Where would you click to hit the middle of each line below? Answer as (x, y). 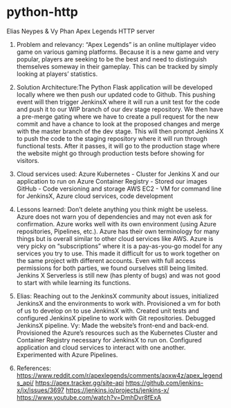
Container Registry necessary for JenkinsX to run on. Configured (109, 340)
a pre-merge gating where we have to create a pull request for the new (118, 116)
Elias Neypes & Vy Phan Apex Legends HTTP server (81, 31)
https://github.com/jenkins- (165, 382)
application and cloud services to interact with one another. (101, 347)
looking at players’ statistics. (57, 74)
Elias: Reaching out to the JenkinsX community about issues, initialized (118, 296)
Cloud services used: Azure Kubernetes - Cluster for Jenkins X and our (118, 174)
